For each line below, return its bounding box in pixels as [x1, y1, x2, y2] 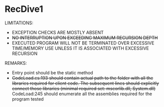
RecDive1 [4, 3, 43, 15]
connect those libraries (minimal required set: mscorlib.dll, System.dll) [11, 85, 156, 91]
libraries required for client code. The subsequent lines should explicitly [11, 80, 159, 86]
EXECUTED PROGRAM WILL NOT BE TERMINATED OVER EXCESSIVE [11, 40, 155, 46]
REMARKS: [4, 60, 27, 66]
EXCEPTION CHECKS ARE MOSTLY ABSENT [11, 29, 104, 35]
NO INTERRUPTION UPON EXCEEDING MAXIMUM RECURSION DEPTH [11, 35, 158, 41]
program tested [11, 96, 44, 102]
